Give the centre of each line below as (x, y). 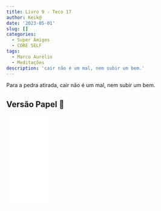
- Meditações (28, 62)
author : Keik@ (24, 18)
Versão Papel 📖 (35, 104)
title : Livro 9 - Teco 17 (39, 12)
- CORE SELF (27, 46)
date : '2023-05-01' (31, 23)
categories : (21, 34)
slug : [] (17, 29)
